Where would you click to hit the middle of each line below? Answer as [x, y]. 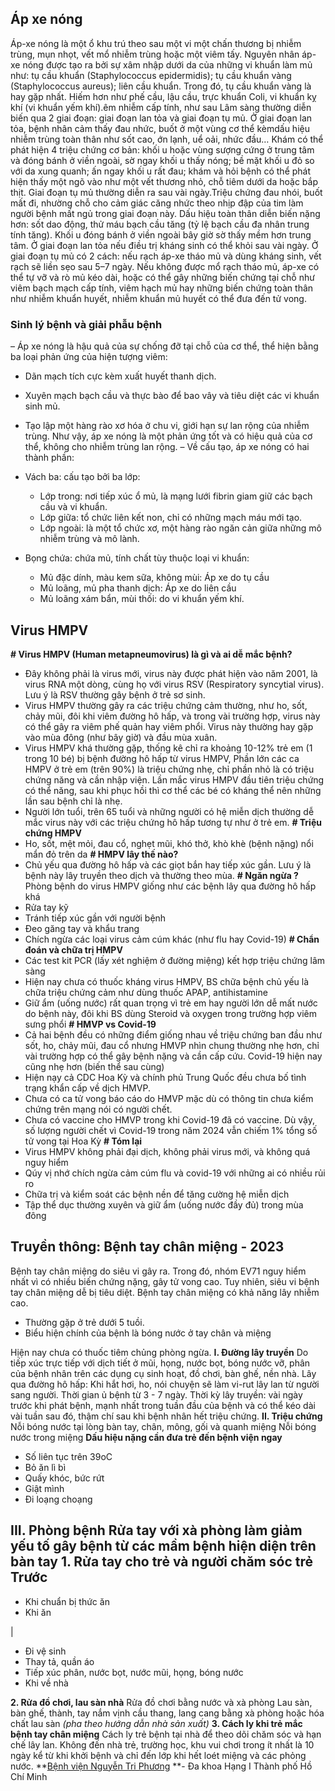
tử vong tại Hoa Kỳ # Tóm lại [83, 1141]
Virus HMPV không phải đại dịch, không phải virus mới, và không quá [167, 1151]
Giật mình [44, 1488]
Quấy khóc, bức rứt [64, 1478]
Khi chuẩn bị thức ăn [67, 1601]
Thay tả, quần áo [59, 1661]
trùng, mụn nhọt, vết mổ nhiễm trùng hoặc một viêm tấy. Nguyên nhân [155, 54]
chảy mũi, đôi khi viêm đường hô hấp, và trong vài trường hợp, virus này [172, 716]
